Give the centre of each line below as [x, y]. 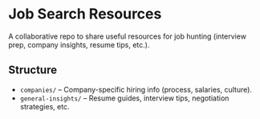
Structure [33, 70]
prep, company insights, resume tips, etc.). [79, 44]
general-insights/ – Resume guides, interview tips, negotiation [124, 98]
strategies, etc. [45, 106]
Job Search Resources [85, 14]
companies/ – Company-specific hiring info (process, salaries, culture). [136, 89]
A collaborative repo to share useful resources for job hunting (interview [128, 36]
